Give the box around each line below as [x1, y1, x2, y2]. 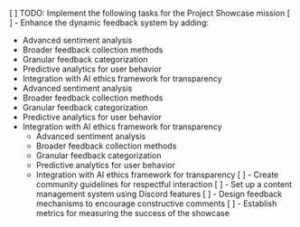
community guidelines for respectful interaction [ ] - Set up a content [35, 179, 293, 189]
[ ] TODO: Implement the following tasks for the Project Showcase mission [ [9, 8, 291, 18]
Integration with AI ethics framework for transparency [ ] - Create [35, 169, 279, 180]
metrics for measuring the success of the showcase [35, 208, 230, 218]
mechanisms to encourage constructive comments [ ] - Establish [35, 198, 277, 209]
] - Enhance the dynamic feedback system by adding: [9, 17, 210, 28]
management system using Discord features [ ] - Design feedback [35, 189, 283, 199]
